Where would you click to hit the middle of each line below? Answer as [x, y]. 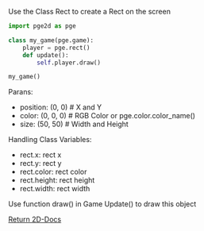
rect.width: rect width [55, 189]
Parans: [21, 92]
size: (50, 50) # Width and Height [74, 124]
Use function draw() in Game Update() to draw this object [102, 204]
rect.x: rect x [40, 155]
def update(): [46, 55]
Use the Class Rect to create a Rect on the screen [89, 12]
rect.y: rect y [40, 164]
